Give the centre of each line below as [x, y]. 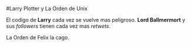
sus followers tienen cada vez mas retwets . [58, 26]
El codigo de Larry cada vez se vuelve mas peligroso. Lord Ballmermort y [96, 20]
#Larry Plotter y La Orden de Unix [47, 9]
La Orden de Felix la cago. [38, 37]
